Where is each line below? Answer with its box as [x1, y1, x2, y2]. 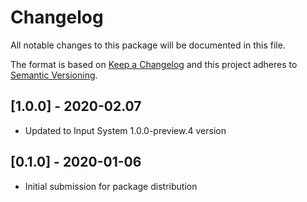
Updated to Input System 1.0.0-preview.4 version [24, 124, 227, 136]
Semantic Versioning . [10, 69, 98, 81]
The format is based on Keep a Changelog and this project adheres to [10, 58, 298, 70]
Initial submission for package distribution [24, 180, 198, 192]
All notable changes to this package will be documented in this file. [10, 39, 286, 51]
